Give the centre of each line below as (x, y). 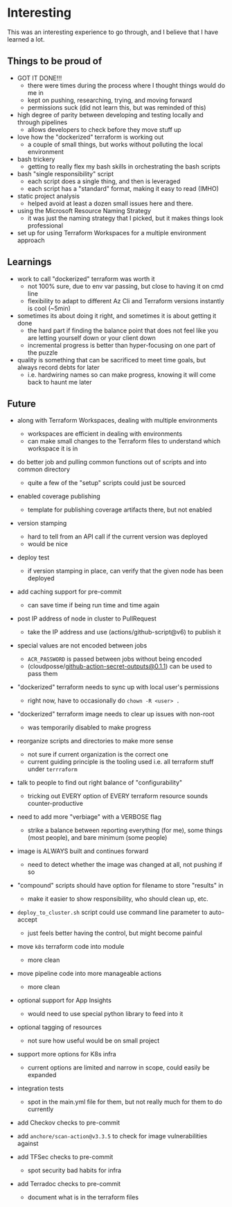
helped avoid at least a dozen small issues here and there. (110, 203)
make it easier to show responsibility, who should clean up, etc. (118, 899)
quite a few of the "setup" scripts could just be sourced (106, 483)
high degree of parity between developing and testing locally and (110, 115)
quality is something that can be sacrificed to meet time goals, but (111, 360)
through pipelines (42, 122)
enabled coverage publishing (59, 496)
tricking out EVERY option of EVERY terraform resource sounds (118, 796)
